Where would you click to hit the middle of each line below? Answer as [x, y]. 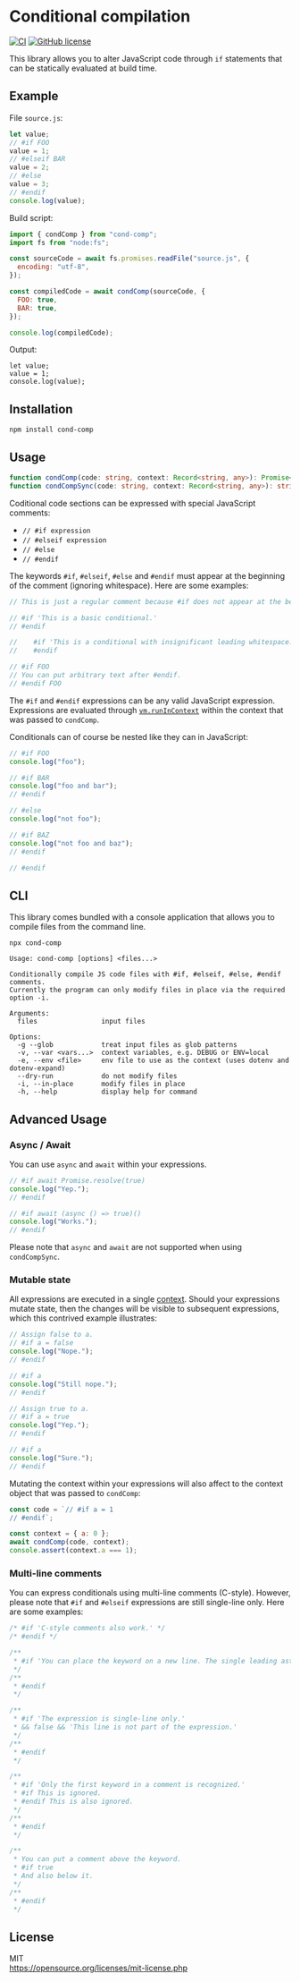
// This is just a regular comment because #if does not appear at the [145, 601]
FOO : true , [37, 300]
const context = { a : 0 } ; [59, 1534]
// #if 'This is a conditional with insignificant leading [127, 642]
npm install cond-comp [51, 430]
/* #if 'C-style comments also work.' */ [87, 1629]
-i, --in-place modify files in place [101, 1085]
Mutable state [40, 1280]
